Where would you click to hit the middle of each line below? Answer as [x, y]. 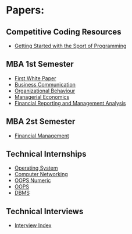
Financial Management [42, 136]
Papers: [25, 10]
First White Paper [35, 78]
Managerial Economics [42, 97]
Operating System [36, 168]
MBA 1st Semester [40, 64]
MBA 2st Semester [41, 121]
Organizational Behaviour [45, 91]
